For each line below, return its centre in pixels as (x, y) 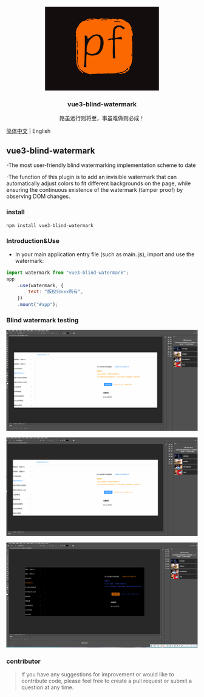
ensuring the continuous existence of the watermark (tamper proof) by (95, 190)
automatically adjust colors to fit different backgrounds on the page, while (99, 183)
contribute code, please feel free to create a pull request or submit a (107, 681)
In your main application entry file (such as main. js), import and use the (105, 254)
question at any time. (47, 687)
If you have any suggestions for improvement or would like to (97, 675)
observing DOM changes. (39, 196)
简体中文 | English (29, 131)
